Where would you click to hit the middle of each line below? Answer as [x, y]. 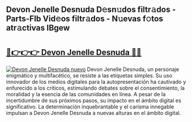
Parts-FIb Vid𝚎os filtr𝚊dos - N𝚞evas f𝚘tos [85, 19]
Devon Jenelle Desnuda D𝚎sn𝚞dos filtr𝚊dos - [91, 10]
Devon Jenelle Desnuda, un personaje [133, 69]
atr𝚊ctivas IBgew [38, 28]
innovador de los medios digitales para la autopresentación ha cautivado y [96, 82]
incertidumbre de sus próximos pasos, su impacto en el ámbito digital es [94, 100]
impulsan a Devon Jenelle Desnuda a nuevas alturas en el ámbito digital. [93, 113]
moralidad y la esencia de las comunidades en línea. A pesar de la [86, 94]
